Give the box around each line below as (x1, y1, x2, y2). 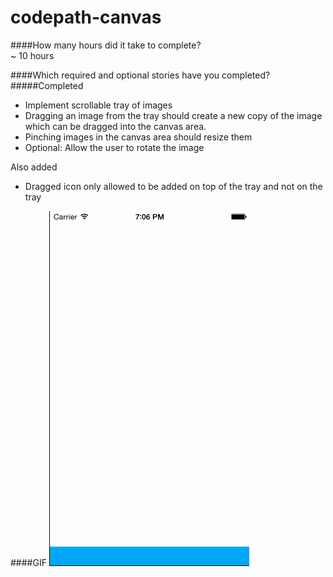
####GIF (10, 556, 47, 568)
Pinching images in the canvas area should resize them (24, 131, 253, 143)
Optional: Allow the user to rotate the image (24, 141, 205, 153)
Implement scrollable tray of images (24, 99, 173, 111)
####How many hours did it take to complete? (10, 39, 202, 51)
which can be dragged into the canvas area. (24, 120, 207, 132)
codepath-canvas (10, 6, 162, 29)
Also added (10, 161, 58, 173)
